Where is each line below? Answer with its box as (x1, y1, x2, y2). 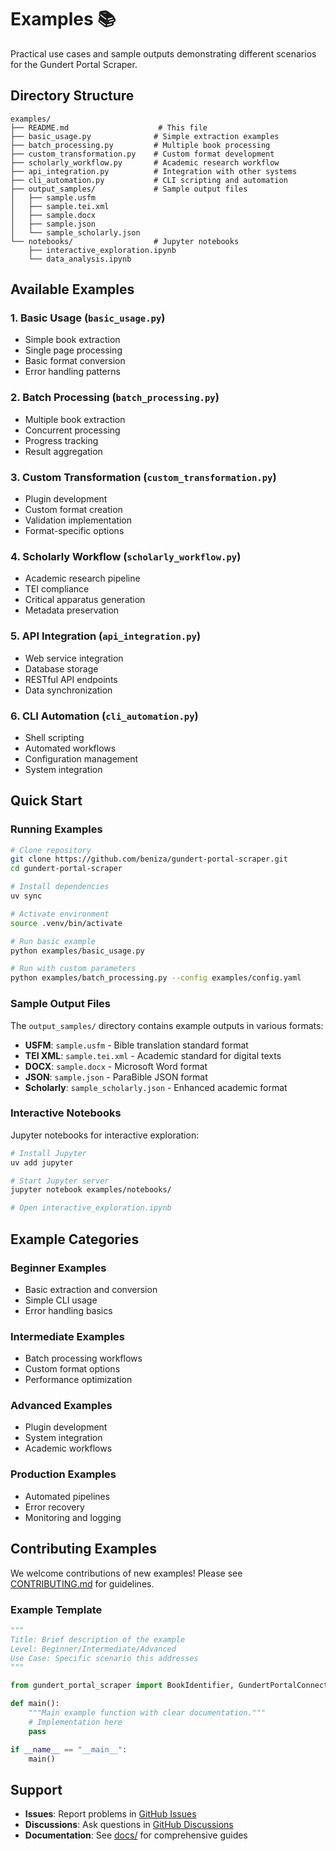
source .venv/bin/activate (10, 918, 123, 928)
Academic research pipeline (24, 572, 141, 585)
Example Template (10, 1602, 103, 1616)
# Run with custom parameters (10, 964, 137, 974)
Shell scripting (24, 731, 85, 743)
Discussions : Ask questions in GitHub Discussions (24, 1819, 234, 1831)
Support (10, 1781, 63, 1798)
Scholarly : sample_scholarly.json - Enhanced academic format (24, 1081, 288, 1093)
